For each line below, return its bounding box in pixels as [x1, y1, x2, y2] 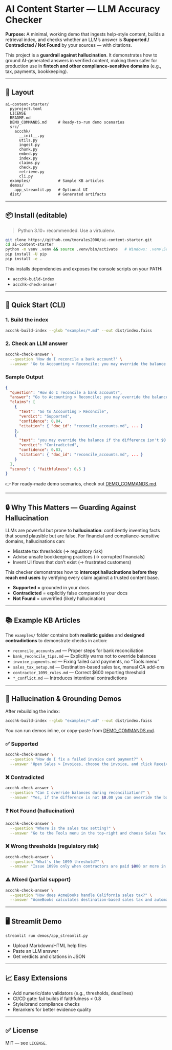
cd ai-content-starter [5, 242, 54, 247]
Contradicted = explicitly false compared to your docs [12, 590, 128, 596]
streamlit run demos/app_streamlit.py [5, 933, 88, 938]
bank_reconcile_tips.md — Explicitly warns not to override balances [12, 653, 156, 659]
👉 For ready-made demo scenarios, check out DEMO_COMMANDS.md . [5, 481, 158, 487]
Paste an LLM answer [12, 948, 59, 954]
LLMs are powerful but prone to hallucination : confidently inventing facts [5, 528, 160, 534]
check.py [18, 165, 38, 170]
